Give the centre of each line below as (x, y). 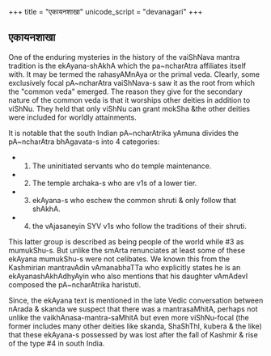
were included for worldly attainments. (72, 117)
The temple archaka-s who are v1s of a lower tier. (114, 183)
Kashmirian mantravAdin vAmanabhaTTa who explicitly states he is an (125, 267)
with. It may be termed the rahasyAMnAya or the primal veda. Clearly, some (134, 74)
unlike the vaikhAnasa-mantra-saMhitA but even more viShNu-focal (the (129, 317)
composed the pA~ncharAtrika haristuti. (75, 284)
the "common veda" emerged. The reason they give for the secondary (125, 91)
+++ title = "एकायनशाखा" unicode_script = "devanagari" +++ (106, 12)
